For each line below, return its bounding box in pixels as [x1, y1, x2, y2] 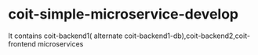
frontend [8, 39, 37, 48]
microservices [38, 39, 84, 48]
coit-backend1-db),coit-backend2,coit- [124, 31, 251, 40]
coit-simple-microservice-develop [8, 5, 239, 23]
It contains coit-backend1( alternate [8, 31, 123, 40]
